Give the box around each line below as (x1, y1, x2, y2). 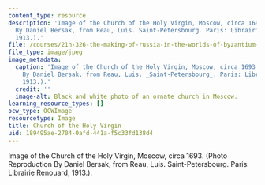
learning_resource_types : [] (8, 100, 104, 108)
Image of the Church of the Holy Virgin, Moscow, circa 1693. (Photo (8, 151, 228, 160)
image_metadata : (8, 56, 62, 64)
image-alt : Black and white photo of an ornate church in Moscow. (15, 92, 238, 100)
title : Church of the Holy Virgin (8, 122, 122, 130)
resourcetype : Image (8, 115, 77, 123)
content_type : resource (8, 11, 87, 20)
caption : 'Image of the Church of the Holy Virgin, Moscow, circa (15, 63, 238, 71)
